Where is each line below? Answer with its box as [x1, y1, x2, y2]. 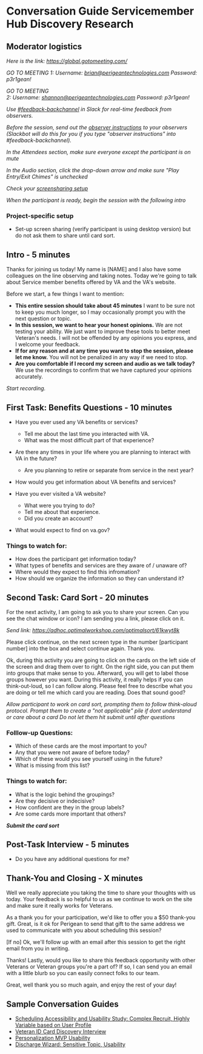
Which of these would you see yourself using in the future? [15, 755, 162, 763]
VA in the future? [15, 454, 58, 462]
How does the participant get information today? [15, 555, 136, 562]
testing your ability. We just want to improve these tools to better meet [15, 328, 190, 335]
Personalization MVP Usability [15, 1035, 91, 1042]
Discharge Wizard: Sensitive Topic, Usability [15, 1041, 126, 1048]
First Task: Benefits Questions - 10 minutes [6, 402, 173, 413]
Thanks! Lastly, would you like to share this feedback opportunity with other [6, 957, 196, 964]
